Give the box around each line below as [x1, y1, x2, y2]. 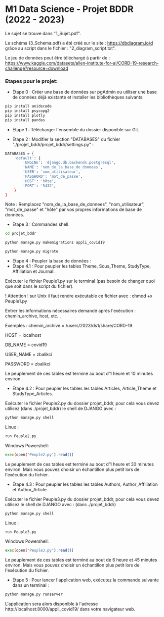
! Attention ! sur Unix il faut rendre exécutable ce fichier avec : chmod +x [5, 293, 153, 299]
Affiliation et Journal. [12, 268, 55, 274]
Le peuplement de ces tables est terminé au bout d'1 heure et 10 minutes [5, 370, 153, 377]
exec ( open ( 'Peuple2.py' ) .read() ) [5, 452, 74, 457]
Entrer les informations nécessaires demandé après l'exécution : [5, 308, 136, 314]
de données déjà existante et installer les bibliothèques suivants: [12, 94, 144, 100]
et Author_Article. [12, 486, 48, 492]
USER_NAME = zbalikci [5, 352, 52, 358]
